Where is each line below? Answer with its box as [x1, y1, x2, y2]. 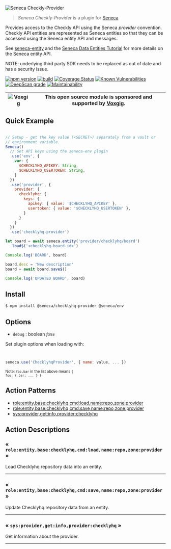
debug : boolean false [12, 331, 55, 337]
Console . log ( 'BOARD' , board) [5, 252, 67, 257]
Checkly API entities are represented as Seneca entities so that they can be [5, 30, 163, 36]
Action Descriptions [5, 426, 70, 434]
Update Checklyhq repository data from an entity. [5, 504, 109, 510]
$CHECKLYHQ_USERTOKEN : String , [18, 168, 85, 173]
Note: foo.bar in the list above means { [5, 369, 74, 374]
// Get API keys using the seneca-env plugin [10, 149, 108, 154]
